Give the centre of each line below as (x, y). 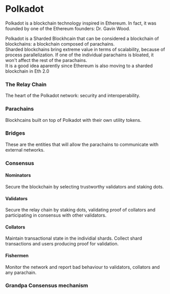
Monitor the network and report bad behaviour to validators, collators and (82, 267)
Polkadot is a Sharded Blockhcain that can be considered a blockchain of (82, 38)
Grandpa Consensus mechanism (47, 286)
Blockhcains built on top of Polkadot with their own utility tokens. (74, 120)
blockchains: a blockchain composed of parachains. (60, 44)
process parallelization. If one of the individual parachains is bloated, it (80, 55)
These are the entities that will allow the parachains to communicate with (82, 144)
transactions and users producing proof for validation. (62, 244)
